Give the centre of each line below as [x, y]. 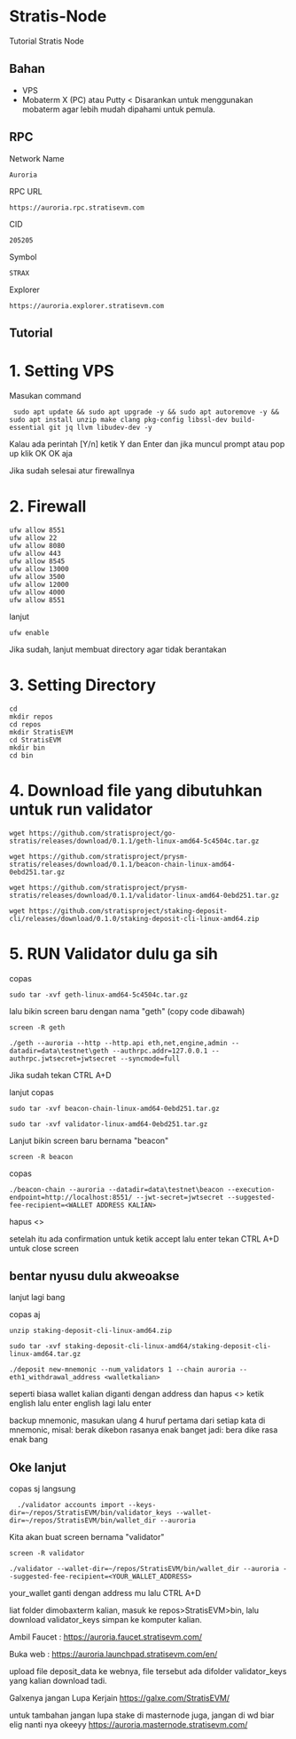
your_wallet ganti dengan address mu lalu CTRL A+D [105, 1593]
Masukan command [45, 395]
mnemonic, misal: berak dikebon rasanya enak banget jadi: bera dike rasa [144, 1430]
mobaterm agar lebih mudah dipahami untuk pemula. [118, 109]
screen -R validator [47, 1553]
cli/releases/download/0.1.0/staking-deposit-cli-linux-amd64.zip [134, 918]
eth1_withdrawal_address [55, 1378]
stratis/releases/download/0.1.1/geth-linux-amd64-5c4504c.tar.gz [134, 841]
